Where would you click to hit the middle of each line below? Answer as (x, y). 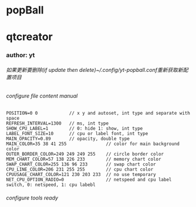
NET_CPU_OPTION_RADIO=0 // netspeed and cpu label (89, 180)
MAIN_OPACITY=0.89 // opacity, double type (68, 139)
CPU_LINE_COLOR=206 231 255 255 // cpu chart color (80, 170)
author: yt (21, 55)
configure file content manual (42, 96)
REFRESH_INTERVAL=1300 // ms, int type (58, 123)
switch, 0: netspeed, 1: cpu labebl (51, 185)
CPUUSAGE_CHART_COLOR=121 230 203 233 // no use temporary (81, 175)
